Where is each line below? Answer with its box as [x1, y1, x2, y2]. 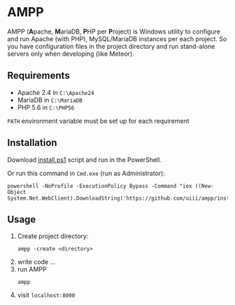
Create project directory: [17, 232, 89, 241]
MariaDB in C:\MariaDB [17, 96, 83, 104]
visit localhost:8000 [17, 291, 76, 299]
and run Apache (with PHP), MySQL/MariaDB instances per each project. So [7, 34, 227, 43]
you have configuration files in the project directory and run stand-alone [7, 42, 215, 50]
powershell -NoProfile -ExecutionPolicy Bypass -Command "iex [7, 182, 192, 189]
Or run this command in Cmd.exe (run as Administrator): [7, 169, 166, 177]
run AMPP [17, 265, 47, 274]
